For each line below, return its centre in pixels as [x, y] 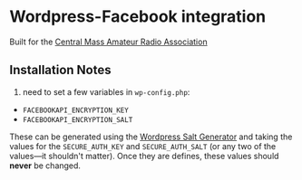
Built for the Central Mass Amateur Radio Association [108, 42]
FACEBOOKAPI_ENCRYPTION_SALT [78, 119]
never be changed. [45, 166]
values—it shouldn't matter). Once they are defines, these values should [144, 156]
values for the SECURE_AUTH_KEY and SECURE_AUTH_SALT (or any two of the [143, 146]
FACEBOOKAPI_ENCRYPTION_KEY [75, 110]
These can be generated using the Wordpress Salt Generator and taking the [151, 137]
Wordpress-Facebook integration [138, 17]
